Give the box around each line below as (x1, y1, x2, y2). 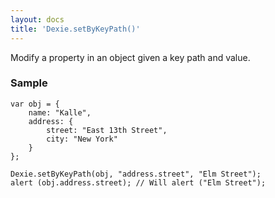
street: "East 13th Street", (46, 125, 168, 135)
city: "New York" (46, 134, 118, 144)
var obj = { (10, 99, 60, 109)
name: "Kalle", (28, 107, 92, 118)
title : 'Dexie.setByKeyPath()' (10, 24, 141, 34)
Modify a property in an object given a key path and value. (10, 51, 251, 63)
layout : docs (10, 14, 65, 25)
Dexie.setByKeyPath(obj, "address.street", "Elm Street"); (10, 169, 262, 179)
